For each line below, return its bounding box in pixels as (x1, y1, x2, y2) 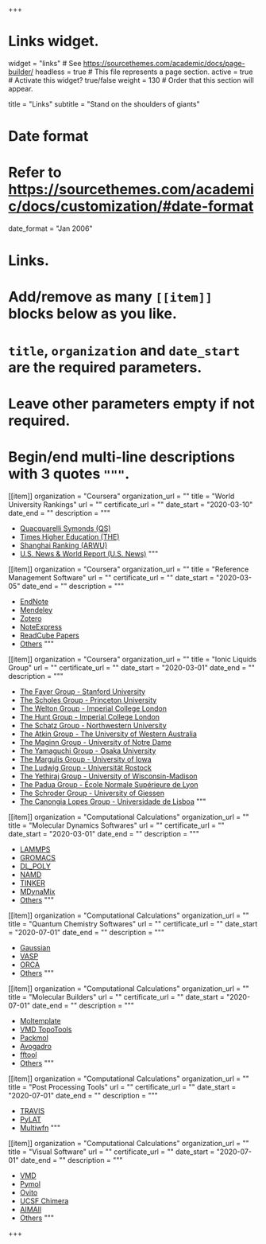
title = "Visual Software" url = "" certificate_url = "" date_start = (8, 1147, 215, 1156)
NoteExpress (19, 622, 62, 631)
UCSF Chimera (19, 1195, 69, 1206)
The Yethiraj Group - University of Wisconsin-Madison (19, 771, 198, 781)
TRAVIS (19, 1106, 45, 1115)
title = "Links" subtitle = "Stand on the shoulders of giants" (8, 99, 200, 108)
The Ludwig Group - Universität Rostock (19, 762, 152, 772)
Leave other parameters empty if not (8, 395, 256, 412)
